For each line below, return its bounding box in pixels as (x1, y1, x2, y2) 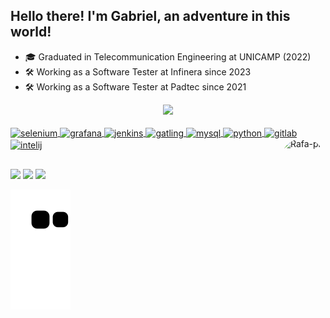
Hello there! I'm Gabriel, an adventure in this (10, 8, 291, 25)
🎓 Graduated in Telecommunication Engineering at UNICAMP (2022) (24, 50, 312, 63)
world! (10, 24, 52, 41)
